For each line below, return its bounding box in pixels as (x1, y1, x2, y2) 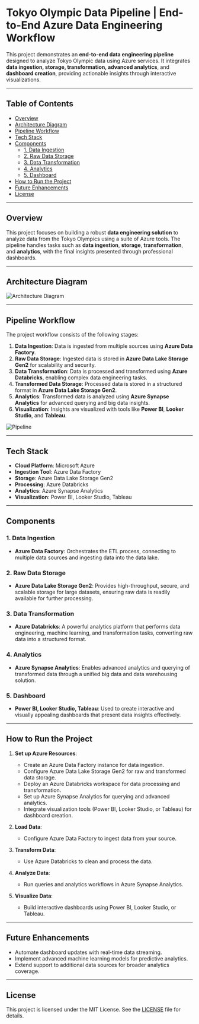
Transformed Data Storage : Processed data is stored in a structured (14, 381, 182, 388)
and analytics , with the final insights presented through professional (6, 248, 174, 255)
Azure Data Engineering (42, 18, 163, 32)
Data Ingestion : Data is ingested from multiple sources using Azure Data (14, 343, 193, 350)
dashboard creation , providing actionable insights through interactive (6, 69, 176, 77)
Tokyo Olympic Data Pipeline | (6, 6, 157, 20)
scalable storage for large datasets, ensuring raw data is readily (14, 588, 171, 595)
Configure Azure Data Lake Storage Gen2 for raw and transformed (23, 768, 187, 775)
